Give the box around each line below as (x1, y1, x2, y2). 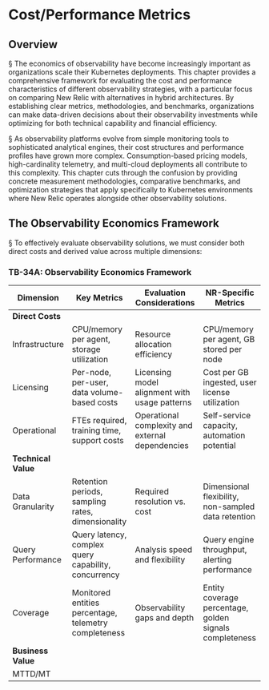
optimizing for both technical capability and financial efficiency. (8, 119, 218, 127)
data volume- (71, 387, 124, 398)
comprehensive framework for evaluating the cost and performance (8, 76, 232, 85)
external (134, 430, 167, 442)
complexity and (134, 420, 194, 431)
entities (71, 597, 100, 608)
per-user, (71, 377, 109, 388)
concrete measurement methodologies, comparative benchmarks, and (8, 176, 241, 186)
